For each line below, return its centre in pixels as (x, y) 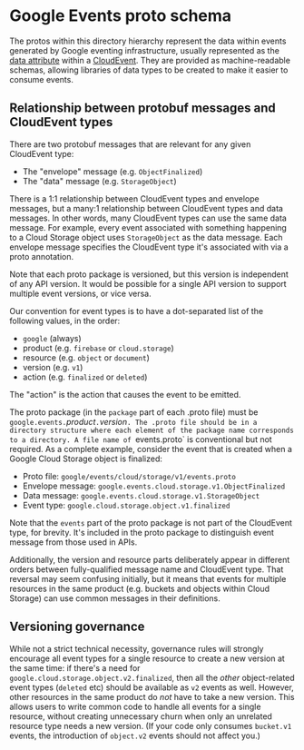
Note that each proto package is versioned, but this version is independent (149, 274)
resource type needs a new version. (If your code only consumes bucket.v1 (151, 725)
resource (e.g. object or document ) (86, 357)
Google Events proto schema (121, 16)
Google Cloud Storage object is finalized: (86, 459)
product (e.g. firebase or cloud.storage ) (98, 348)
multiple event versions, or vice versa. (80, 293)
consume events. (42, 79)
